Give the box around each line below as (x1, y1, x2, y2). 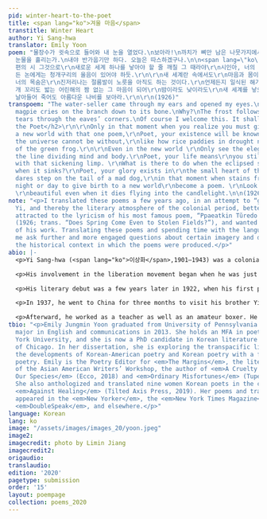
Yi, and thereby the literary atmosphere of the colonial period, (15, 204, 240, 212)
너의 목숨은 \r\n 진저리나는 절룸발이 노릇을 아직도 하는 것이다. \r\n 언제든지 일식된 (15, 78, 246, 86)
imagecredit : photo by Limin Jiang (8, 439, 126, 447)
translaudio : (8, 461, 52, 470)
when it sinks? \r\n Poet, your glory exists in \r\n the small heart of (15, 167, 250, 175)
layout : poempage (8, 491, 66, 499)
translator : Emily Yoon (8, 41, 87, 49)
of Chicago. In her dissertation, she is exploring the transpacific (15, 343, 250, 351)
